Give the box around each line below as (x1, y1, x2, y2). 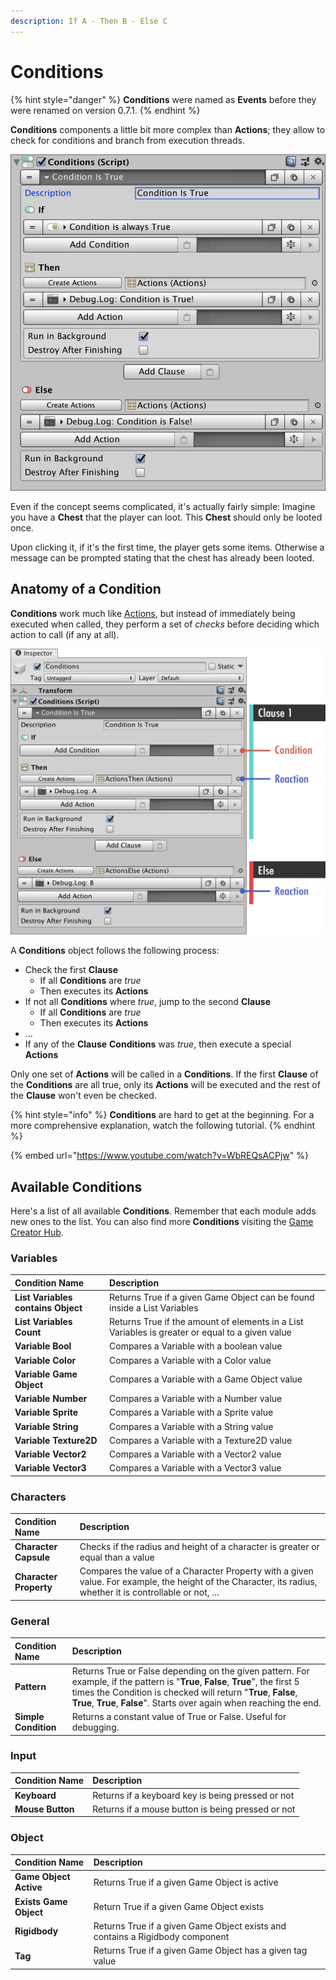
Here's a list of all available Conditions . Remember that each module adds (10, 1205, 317, 1217)
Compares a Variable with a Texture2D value (109, 1434, 293, 1446)
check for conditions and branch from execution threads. (10, 134, 245, 146)
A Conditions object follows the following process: (10, 945, 220, 957)
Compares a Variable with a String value (109, 1420, 274, 1432)
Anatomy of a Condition (10, 581, 162, 598)
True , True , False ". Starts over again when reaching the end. (71, 1696, 322, 1709)
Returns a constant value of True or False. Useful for (71, 1711, 287, 1723)
